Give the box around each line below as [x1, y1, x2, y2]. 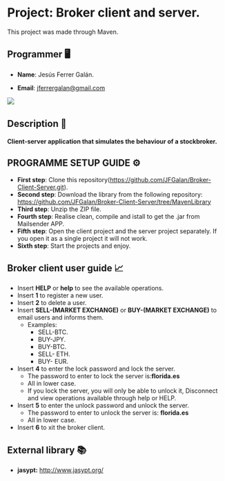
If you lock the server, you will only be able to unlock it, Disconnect [27, 386, 218, 395]
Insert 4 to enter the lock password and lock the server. [17, 364, 175, 373]
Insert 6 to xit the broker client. [17, 423, 106, 432]
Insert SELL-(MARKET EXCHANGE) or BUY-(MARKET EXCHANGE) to [17, 306, 217, 315]
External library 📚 [7, 444, 87, 456]
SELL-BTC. [37, 328, 69, 336]
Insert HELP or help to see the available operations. [17, 284, 164, 293]
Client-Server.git [17, 183, 64, 191]
